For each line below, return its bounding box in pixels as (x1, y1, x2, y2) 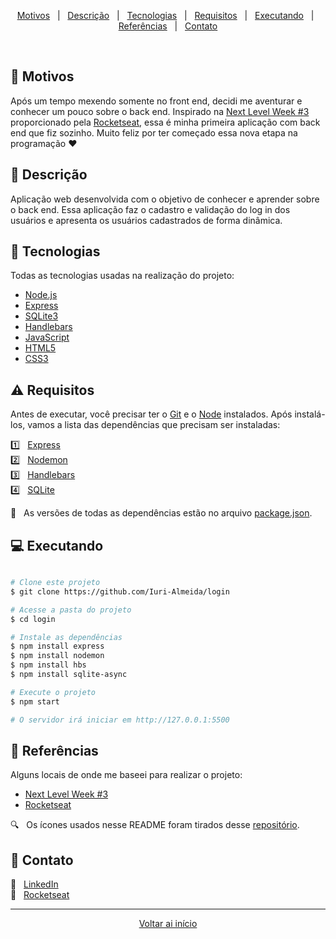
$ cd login (10, 614, 56, 624)
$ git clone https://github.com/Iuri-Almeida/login (10, 586, 230, 597)
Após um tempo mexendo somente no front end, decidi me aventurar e (10, 95, 303, 107)
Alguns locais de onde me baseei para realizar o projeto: (10, 769, 243, 781)
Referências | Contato (118, 20, 218, 32)
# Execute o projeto (10, 687, 97, 697)
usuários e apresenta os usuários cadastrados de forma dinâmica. (10, 214, 283, 226)
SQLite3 (24, 310, 59, 322)
